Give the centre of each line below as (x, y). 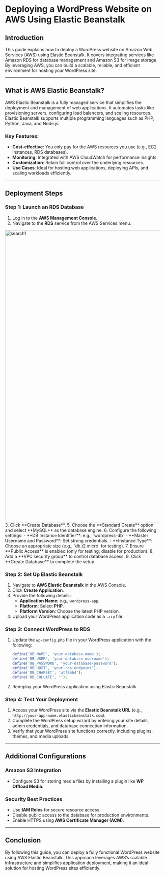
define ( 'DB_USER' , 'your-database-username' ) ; (61, 659)
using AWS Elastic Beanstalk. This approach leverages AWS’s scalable (76, 857)
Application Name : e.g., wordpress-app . (59, 601)
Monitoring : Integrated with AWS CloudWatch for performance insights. (85, 157)
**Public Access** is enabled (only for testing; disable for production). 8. (79, 551)
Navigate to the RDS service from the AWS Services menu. (72, 223)
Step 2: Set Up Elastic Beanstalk (44, 574)
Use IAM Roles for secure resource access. (56, 809)
